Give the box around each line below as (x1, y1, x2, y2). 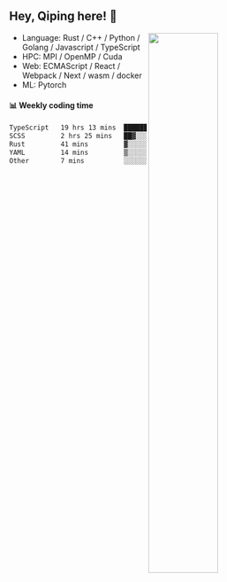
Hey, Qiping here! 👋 (9, 9, 117, 24)
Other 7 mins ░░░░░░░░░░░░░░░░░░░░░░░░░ (9, 156, 223, 165)
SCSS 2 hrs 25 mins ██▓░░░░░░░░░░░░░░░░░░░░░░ (9, 131, 223, 140)
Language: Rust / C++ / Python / (21, 32, 140, 43)
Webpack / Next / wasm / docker (21, 70, 143, 81)
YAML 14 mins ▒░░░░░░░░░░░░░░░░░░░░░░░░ (9, 148, 223, 157)
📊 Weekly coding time (9, 100, 95, 111)
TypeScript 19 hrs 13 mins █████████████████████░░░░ (9, 123, 223, 133)
